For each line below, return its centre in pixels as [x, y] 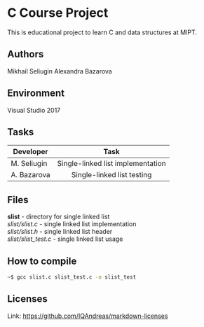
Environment [36, 93]
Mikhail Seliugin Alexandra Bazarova [60, 71]
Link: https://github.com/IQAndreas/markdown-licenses [88, 316]
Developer [30, 152]
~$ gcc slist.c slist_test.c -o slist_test [72, 277]
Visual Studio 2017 [34, 110]
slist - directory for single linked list [59, 217]
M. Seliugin [29, 164]
